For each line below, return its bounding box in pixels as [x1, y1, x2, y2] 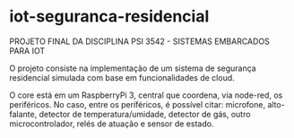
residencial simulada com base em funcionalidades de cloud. [9, 72, 235, 82]
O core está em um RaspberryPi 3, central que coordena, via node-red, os [9, 90, 283, 100]
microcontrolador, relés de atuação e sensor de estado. [9, 118, 214, 129]
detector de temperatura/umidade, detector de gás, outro [39, 108, 251, 119]
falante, [9, 108, 38, 119]
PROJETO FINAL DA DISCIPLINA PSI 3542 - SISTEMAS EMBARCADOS [9, 36, 271, 47]
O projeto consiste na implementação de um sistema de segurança [9, 63, 257, 73]
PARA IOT [9, 45, 46, 56]
